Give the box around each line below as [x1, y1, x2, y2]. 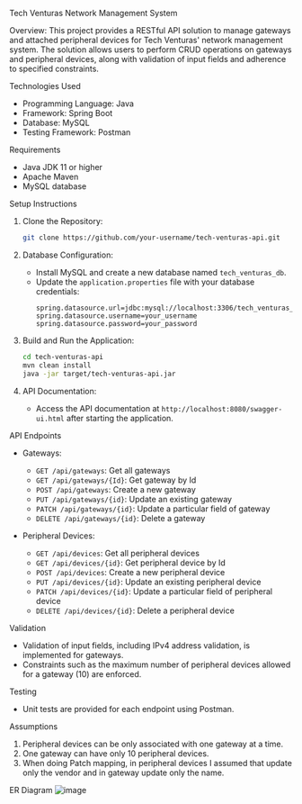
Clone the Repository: [22, 216, 103, 226]
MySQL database [22, 181, 87, 192]
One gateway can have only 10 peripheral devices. [22, 747, 209, 759]
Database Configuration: [22, 249, 114, 260]
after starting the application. [66, 412, 173, 423]
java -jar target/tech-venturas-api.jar [22, 369, 176, 378]
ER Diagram [9, 784, 53, 795]
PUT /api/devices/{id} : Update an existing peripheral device [35, 576, 262, 587]
